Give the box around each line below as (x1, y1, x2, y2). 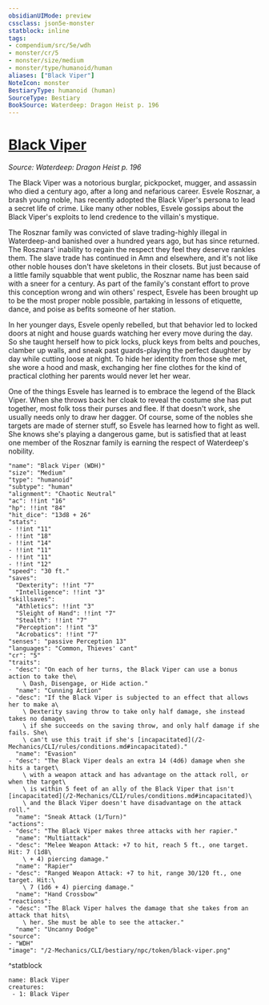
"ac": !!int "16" (8, 497, 66, 506)
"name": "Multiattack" (15, 834, 91, 843)
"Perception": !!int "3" (15, 624, 98, 632)
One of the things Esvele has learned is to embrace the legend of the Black (8, 387, 255, 397)
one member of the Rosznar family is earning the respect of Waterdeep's (8, 438, 249, 448)
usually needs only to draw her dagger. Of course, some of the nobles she (8, 413, 254, 422)
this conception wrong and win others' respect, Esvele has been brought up (8, 287, 259, 297)
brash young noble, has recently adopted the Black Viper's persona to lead (8, 195, 255, 205)
